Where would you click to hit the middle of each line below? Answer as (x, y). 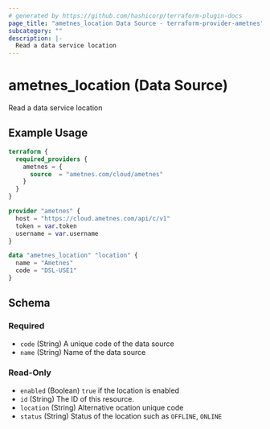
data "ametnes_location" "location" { (73, 256)
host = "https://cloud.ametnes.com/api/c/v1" (93, 218)
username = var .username (57, 233)
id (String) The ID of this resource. (77, 398)
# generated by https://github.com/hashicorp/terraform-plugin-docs (125, 16)
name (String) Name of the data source (83, 352)
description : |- (35, 38)
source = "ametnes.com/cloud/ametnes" (96, 174)
